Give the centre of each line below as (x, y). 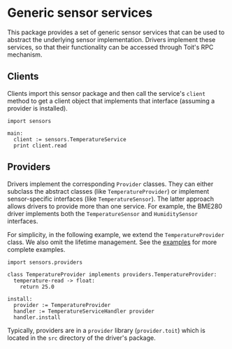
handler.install (37, 317)
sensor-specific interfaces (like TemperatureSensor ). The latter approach (111, 199)
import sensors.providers (45, 262)
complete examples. (36, 249)
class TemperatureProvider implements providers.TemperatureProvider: (112, 274)
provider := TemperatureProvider (62, 305)
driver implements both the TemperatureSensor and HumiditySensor (102, 213)
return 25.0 (37, 287)
